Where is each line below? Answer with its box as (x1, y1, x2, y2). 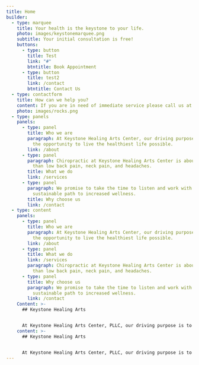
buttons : (17, 42, 38, 48)
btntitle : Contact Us (27, 86, 81, 92)
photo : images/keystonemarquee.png (17, 31, 105, 37)
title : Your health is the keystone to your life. (17, 25, 145, 31)
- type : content (11, 207, 52, 214)
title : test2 (27, 75, 60, 81)
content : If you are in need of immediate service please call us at (17, 102, 192, 109)
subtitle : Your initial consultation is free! (17, 36, 134, 42)
